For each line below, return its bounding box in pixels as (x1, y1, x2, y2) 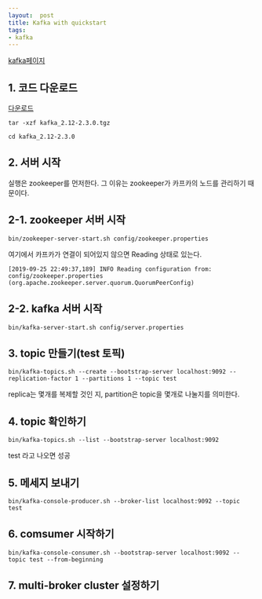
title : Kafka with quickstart (8, 19, 107, 27)
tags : (8, 26, 26, 34)
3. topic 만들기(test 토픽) (8, 346, 126, 360)
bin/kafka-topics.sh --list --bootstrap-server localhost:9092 (8, 436, 220, 444)
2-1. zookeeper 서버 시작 (8, 214, 126, 227)
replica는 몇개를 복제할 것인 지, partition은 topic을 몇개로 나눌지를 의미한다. (8, 389, 240, 399)
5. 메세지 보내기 (8, 476, 80, 489)
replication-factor (8, 374, 72, 383)
